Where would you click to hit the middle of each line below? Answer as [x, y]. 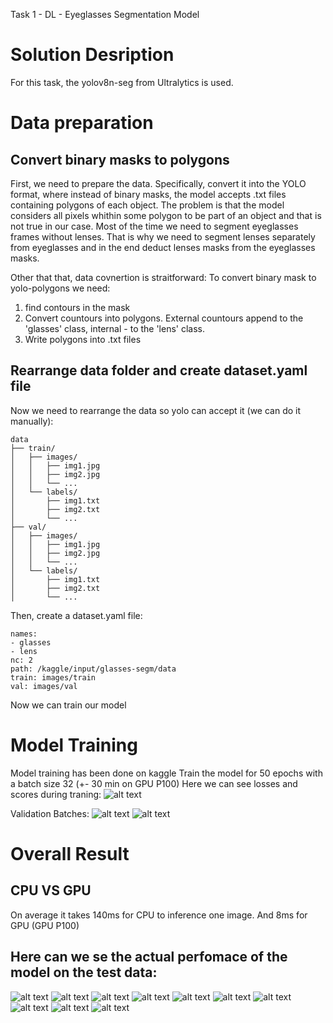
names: [24, 634]
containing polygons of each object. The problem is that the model [147, 205]
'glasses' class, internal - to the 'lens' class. [115, 328]
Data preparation [82, 123]
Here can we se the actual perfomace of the [149, 957]
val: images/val [44, 686]
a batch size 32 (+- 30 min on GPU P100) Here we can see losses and [154, 783]
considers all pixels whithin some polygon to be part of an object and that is [166, 215]
